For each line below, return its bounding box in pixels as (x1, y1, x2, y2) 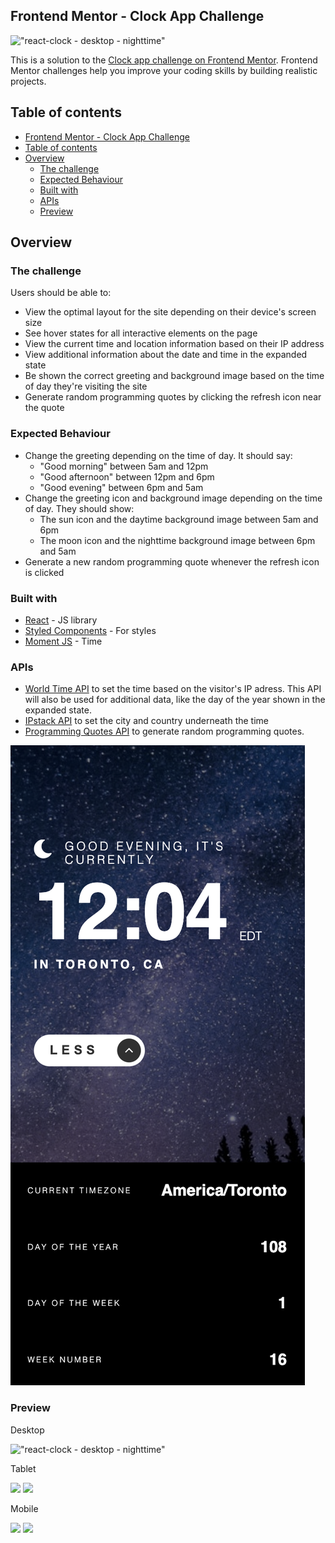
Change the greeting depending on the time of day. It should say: (24, 449, 293, 461)
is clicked (24, 566, 65, 578)
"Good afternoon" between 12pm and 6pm (39, 470, 215, 483)
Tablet (10, 1462, 37, 1474)
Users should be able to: (10, 287, 112, 299)
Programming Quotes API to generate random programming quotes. (24, 725, 305, 738)
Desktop (10, 1424, 45, 1436)
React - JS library (24, 614, 98, 626)
